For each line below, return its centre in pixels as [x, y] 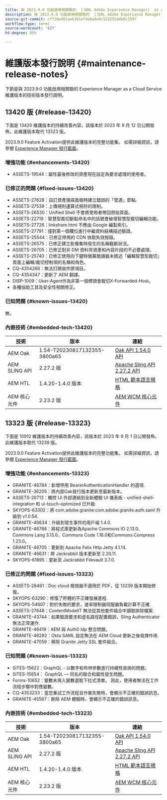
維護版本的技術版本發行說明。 [36, 95]
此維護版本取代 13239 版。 [32, 442]
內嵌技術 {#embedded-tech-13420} [49, 327]
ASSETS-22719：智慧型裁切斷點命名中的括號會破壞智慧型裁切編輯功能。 [87, 219]
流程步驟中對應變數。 [34, 686]
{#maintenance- [111, 64]
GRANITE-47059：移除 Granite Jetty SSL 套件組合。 [66, 642]
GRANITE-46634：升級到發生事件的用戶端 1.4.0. [62, 523]
